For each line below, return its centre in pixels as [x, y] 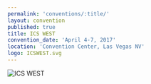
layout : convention [36, 20]
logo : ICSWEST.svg [35, 54]
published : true [31, 27]
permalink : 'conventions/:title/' [59, 14]
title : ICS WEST [31, 34]
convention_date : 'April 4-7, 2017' [62, 40]
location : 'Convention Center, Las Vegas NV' [76, 47]
